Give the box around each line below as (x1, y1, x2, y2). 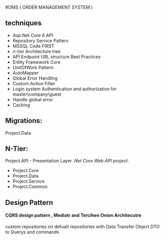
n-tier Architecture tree (12, 48, 61, 54)
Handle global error (12, 96, 53, 102)
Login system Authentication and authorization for (12, 86, 117, 92)
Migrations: (5, 116, 43, 125)
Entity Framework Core (12, 59, 61, 65)
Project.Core (12, 167, 39, 173)
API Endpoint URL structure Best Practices (12, 53, 101, 59)
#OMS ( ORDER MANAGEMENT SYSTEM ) (5, 5, 93, 10)
